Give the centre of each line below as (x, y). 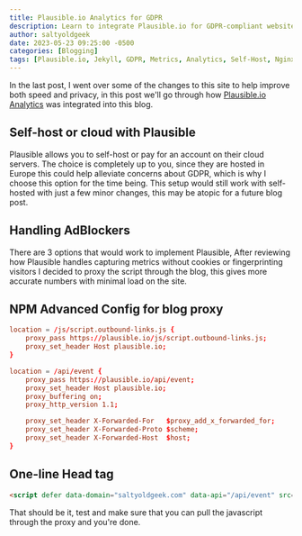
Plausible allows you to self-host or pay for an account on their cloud (137, 154)
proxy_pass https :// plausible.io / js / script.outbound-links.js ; (147, 339)
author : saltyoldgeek (50, 34)
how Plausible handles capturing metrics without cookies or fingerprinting (146, 261)
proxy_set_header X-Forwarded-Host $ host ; (108, 438)
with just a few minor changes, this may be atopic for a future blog (160, 192)
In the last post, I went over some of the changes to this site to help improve (150, 85)
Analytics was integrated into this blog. (81, 104)
